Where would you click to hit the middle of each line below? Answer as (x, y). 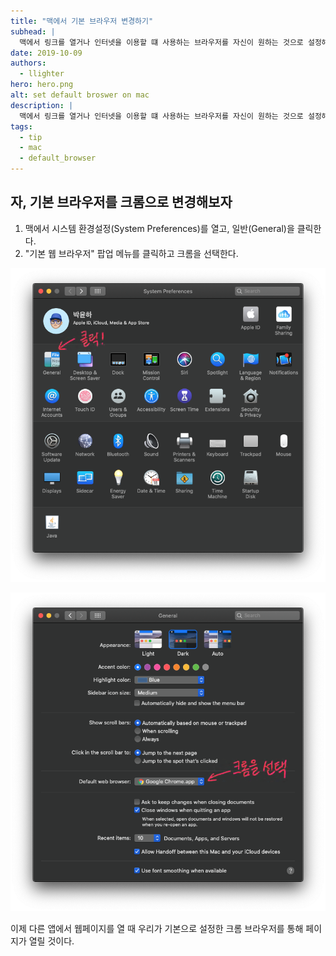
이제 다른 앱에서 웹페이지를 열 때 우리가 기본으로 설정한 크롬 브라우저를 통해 (157, 929)
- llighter (42, 74)
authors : (28, 63)
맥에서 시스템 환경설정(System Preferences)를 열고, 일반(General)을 (159, 228)
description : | (42, 105)
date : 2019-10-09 (46, 53)
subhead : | (33, 31)
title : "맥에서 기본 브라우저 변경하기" (82, 21)
